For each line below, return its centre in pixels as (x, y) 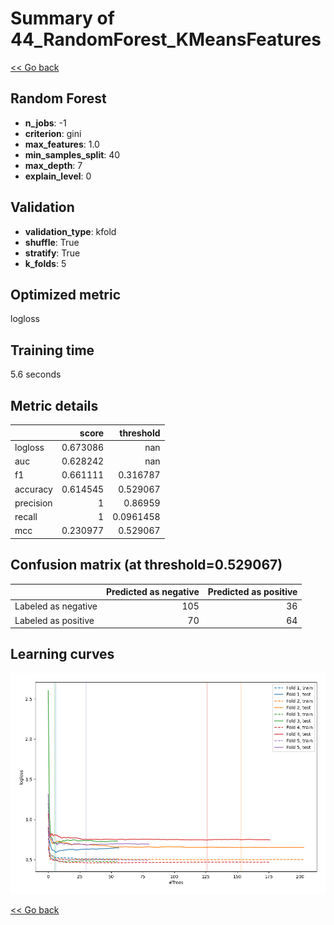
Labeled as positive (54, 620)
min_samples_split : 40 (72, 154)
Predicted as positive (252, 592)
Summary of (62, 18)
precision (33, 503)
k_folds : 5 (45, 263)
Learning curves (62, 654)
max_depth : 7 (53, 165)
